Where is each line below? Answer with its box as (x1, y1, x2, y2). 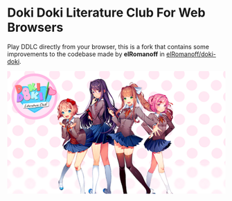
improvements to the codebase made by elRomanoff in (7, 50, 165, 58)
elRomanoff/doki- (166, 50, 216, 58)
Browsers (7, 19, 64, 35)
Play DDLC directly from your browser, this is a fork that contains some (7, 42, 210, 51)
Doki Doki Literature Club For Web (7, 5, 206, 21)
